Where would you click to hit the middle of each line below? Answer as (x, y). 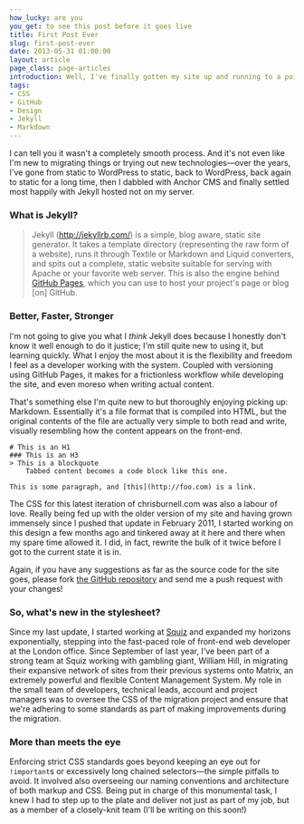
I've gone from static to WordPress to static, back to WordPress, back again (151, 172)
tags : (19, 85)
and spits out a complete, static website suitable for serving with (152, 264)
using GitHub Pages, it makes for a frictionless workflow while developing (147, 374)
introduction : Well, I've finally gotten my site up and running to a (145, 77)
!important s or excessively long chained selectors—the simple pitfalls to (144, 771)
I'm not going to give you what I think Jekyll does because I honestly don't (148, 335)
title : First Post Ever (54, 34)
